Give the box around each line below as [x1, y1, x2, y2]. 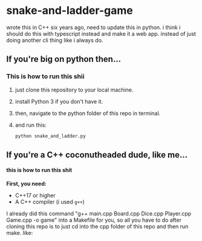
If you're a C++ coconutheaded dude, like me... [6, 150, 188, 160]
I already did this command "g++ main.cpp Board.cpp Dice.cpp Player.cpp [6, 210, 192, 217]
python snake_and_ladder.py [15, 133, 86, 139]
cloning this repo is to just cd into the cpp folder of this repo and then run [6, 223, 189, 230]
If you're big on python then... [6, 54, 122, 64]
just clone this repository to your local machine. [15, 86, 134, 93]
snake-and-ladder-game [6, 4, 133, 18]
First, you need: [6, 180, 47, 188]
